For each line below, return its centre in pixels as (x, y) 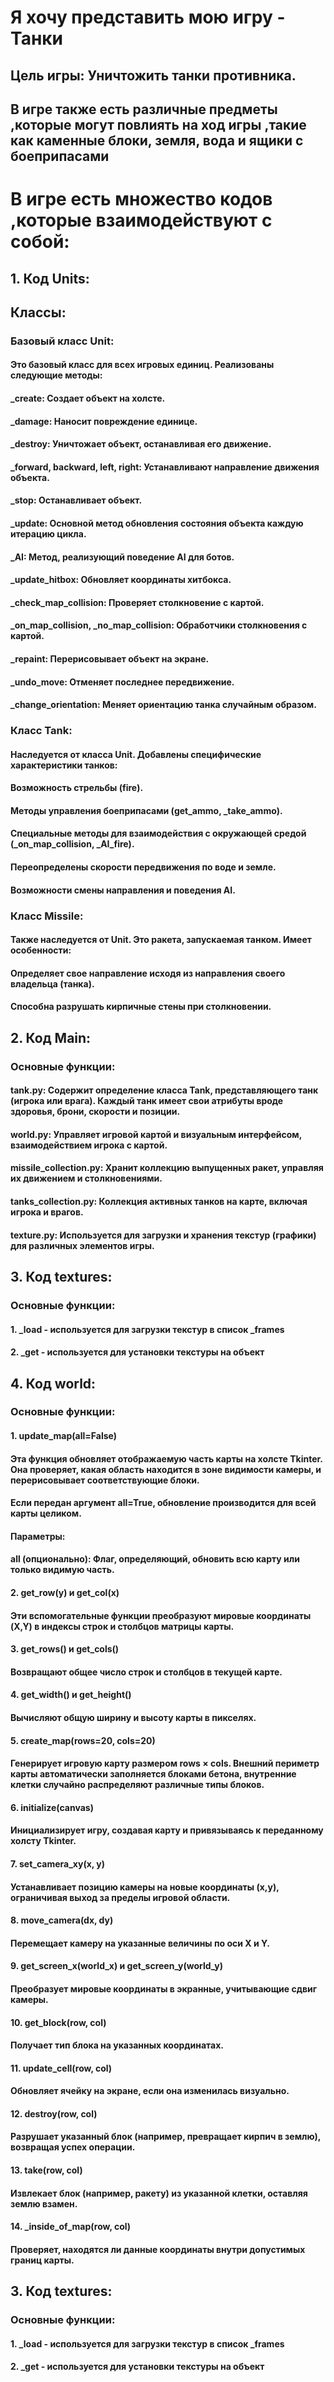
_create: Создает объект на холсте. (88, 398)
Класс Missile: (47, 916)
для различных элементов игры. (82, 1245)
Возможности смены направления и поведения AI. (123, 890)
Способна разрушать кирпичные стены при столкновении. (141, 1007)
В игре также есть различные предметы (144, 109)
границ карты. (42, 2260)
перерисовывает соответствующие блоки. (105, 1480)
